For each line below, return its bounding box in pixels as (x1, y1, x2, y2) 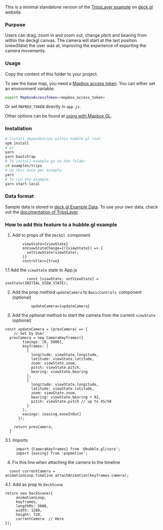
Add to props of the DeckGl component (12, 232, 91, 238)
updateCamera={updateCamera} (31, 303, 90, 309)
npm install (5, 141, 29, 146)
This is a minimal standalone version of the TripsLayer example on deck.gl (5, 4, 153, 10)
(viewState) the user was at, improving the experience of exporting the (5, 43, 147, 49)
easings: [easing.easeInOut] (22, 412, 81, 416)
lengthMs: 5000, (16, 503, 49, 509)
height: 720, (16, 512, 42, 517)
